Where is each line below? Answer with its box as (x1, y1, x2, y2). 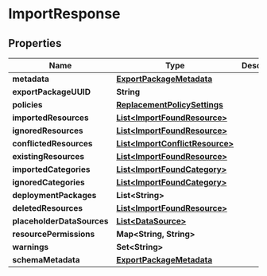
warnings (12, 242, 49, 252)
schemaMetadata (12, 255, 81, 265)
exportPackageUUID (12, 87, 91, 97)
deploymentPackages (12, 190, 97, 200)
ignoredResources (12, 125, 83, 136)
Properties (8, 37, 62, 50)
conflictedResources (12, 138, 93, 149)
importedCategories (12, 164, 91, 175)
